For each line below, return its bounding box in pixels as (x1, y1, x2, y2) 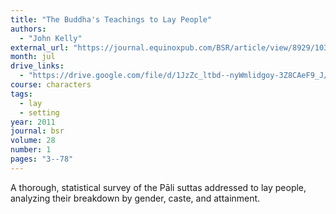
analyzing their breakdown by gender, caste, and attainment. (10, 192, 261, 204)
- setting (19, 107, 60, 118)
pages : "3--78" (10, 154, 74, 164)
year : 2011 (10, 117, 56, 127)
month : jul (10, 52, 56, 62)
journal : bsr (10, 126, 65, 136)
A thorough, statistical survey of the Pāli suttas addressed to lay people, (10, 181, 307, 193)
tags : (10, 89, 33, 99)
